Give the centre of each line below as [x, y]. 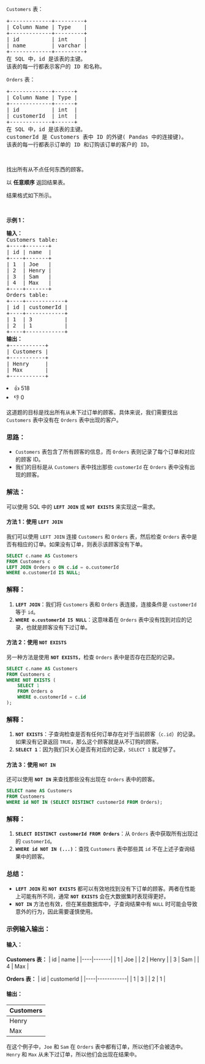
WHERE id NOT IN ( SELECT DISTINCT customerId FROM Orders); [85, 803]
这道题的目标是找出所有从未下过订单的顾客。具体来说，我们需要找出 [92, 412]
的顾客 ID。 [29, 459]
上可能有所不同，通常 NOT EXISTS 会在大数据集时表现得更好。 [92, 896]
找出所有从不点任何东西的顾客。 [47, 169]
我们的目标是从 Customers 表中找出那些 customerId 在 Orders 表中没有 [102, 467]
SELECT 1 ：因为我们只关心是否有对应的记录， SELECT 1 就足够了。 [97, 749]
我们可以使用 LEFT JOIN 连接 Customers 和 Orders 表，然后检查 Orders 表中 [99, 536]
